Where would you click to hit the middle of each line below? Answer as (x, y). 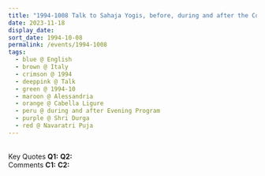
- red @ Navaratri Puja (54, 125)
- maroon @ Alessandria (54, 96)
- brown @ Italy (42, 67)
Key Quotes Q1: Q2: (40, 156)
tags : (17, 52)
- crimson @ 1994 (44, 74)
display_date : (32, 30)
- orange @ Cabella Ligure (60, 103)
